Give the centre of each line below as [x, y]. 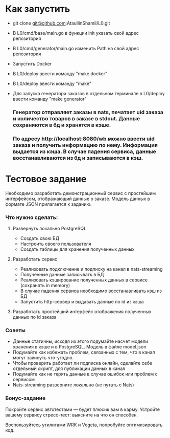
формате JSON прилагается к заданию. [48, 204]
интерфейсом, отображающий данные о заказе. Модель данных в [78, 199]
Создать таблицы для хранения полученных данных [77, 249]
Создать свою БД [40, 238]
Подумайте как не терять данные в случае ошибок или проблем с [85, 374]
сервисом [23, 380]
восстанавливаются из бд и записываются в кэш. [78, 158]
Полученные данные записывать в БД [62, 275]
